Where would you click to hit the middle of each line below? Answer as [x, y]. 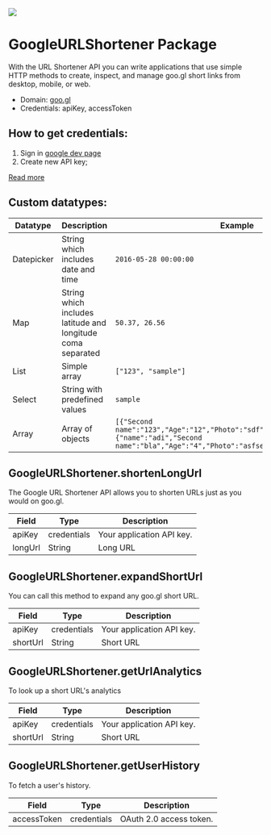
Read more [27, 177]
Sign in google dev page [60, 152]
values [74, 409]
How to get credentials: [68, 134]
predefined [82, 399]
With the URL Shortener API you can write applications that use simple [125, 67]
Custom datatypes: [58, 203]
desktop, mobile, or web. [50, 84]
